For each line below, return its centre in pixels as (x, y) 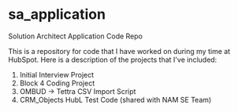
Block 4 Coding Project (57, 83)
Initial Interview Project (57, 74)
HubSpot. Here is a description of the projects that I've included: (113, 60)
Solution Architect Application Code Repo (76, 36)
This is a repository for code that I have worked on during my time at (119, 51)
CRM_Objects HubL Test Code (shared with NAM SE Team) (115, 99)
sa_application (57, 14)
